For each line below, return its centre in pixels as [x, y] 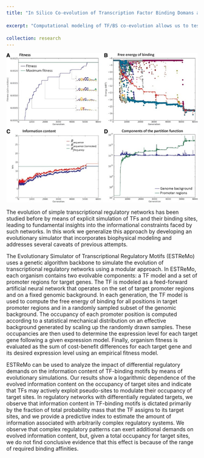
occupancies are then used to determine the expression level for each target [102, 333]
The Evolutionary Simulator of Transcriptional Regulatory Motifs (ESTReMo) [101, 256]
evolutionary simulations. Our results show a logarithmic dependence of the [101, 378]
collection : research [34, 39]
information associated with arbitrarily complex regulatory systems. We [95, 423]
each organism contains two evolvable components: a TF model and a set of [102, 276]
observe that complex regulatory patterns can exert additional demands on [100, 429]
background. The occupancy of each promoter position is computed [92, 314]
